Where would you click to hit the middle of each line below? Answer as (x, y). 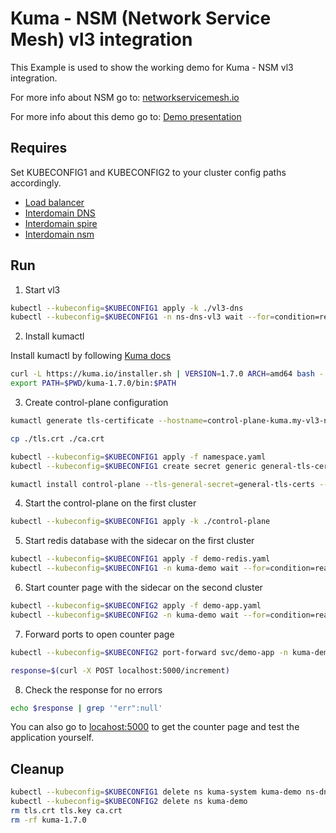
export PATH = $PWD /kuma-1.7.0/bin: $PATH (93, 383)
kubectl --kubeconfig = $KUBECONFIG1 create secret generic (133, 466)
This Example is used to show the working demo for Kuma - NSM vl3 (152, 67)
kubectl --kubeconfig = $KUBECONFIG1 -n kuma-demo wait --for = (140, 568)
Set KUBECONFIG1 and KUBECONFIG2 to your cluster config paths (148, 172)
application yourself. (52, 738)
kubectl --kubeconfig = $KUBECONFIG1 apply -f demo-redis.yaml (140, 559)
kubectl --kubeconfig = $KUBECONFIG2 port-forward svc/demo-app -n (149, 652)
